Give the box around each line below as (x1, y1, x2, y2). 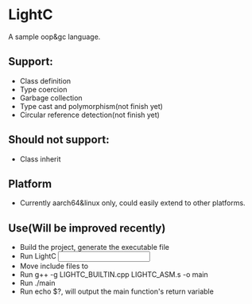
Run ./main (19, 279, 56, 288)
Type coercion (19, 84, 68, 94)
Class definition (19, 76, 72, 85)
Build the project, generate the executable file (19, 243, 169, 252)
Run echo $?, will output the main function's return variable (19, 286, 215, 296)
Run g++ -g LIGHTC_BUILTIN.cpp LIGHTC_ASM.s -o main (19, 270, 208, 279)
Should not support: (8, 133, 110, 146)
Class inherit (19, 154, 61, 164)
